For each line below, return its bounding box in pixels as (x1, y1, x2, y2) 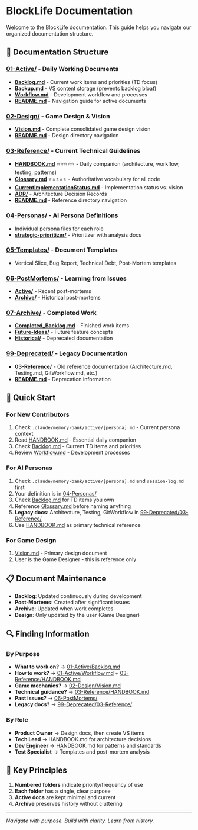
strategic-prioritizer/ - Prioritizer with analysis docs (14, 231, 141, 238)
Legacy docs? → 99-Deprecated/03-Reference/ (14, 701, 133, 708)
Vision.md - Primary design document (14, 549, 107, 556)
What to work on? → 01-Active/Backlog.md (14, 663, 121, 670)
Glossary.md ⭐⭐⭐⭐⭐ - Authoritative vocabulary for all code (14, 176, 160, 183)
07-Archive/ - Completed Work (6, 309, 97, 317)
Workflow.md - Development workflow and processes (14, 91, 147, 98)
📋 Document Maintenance (6, 574, 107, 584)
